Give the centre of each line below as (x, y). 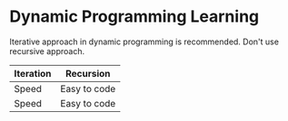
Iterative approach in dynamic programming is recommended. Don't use (144, 42)
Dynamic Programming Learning (134, 17)
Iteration (33, 73)
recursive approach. (47, 51)
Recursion (88, 73)
